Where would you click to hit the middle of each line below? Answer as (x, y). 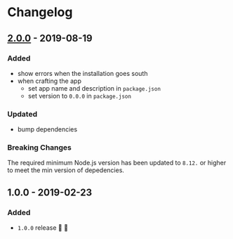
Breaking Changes (40, 148)
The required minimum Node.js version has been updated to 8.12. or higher (117, 163)
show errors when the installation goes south (82, 73)
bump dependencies (47, 129)
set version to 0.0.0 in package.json (80, 96)
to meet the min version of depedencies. (66, 170)
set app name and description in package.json (94, 88)
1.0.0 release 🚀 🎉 (43, 228)
